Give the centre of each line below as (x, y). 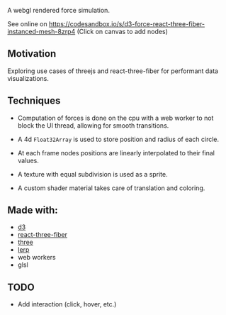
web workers (36, 258)
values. (28, 160)
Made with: (33, 210)
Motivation (32, 54)
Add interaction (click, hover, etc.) (67, 304)
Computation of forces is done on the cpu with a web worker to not (115, 118)
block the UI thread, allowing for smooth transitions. (93, 125)
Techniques (34, 101)
